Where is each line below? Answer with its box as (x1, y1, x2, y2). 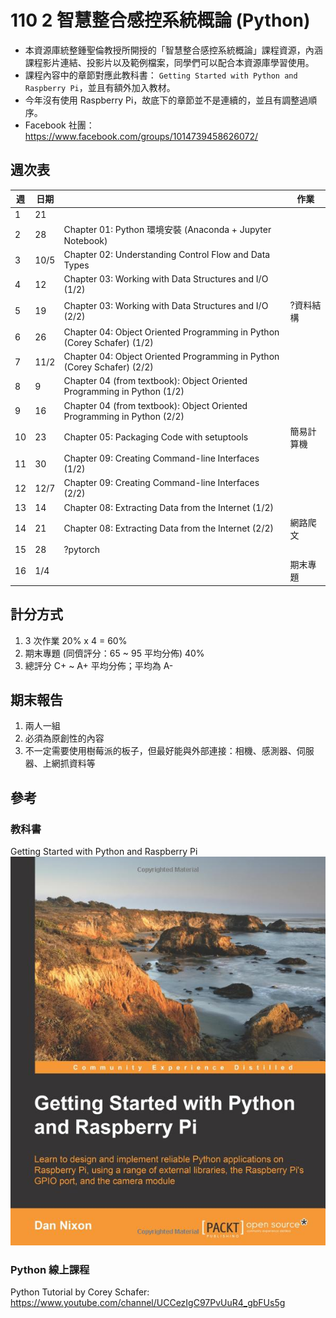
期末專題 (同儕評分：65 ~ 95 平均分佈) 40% (24, 647, 205, 659)
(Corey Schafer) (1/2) (63, 336, 154, 348)
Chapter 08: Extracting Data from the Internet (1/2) (63, 501, 275, 513)
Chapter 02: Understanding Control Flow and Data (63, 249, 271, 260)
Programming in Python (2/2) (63, 410, 185, 422)
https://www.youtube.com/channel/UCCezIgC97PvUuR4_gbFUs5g (10, 1296, 286, 1308)
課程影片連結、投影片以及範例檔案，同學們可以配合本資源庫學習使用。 (24, 56, 315, 68)
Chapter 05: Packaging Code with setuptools (63, 431, 249, 443)
